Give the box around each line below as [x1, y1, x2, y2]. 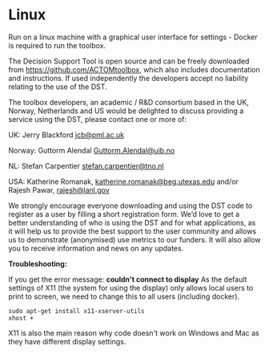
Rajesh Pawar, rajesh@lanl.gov [8, 185, 110, 194]
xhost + [8, 314, 34, 322]
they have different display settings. [8, 336, 126, 346]
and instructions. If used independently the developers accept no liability [8, 73, 249, 83]
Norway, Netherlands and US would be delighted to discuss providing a [8, 106, 244, 116]
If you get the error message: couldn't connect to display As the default [8, 275, 247, 284]
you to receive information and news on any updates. [8, 243, 184, 253]
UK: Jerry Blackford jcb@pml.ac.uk [8, 130, 125, 140]
